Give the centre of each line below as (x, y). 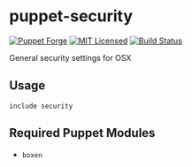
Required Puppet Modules (82, 133)
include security (41, 106)
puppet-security (71, 16)
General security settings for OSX (70, 57)
